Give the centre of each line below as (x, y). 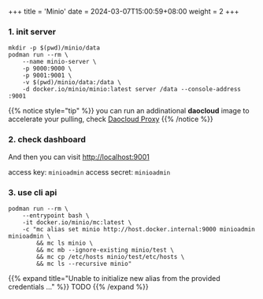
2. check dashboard (47, 139)
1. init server (32, 31)
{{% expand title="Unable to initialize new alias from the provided (114, 278)
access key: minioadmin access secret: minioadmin (89, 172)
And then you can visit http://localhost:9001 (79, 157)
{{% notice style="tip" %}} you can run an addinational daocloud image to (129, 111)
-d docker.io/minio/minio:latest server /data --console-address (132, 90)
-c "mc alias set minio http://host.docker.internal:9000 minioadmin (139, 229)
